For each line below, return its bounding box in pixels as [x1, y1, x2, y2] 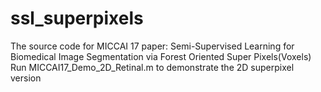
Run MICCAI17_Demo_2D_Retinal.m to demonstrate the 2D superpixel [10, 61, 295, 73]
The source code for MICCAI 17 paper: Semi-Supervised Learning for [10, 40, 295, 52]
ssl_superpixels [10, 7, 144, 30]
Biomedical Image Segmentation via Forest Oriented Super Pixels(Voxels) [10, 50, 312, 62]
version [10, 72, 42, 84]
